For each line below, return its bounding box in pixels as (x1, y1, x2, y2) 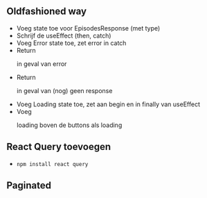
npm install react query (16, 160, 89, 167)
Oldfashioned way (6, 6, 87, 17)
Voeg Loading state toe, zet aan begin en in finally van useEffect (16, 100, 200, 108)
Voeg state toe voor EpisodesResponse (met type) (16, 24, 161, 32)
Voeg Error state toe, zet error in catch (16, 38, 127, 47)
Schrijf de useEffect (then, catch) (16, 31, 111, 40)
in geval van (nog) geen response (16, 86, 113, 94)
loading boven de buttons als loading (16, 121, 123, 129)
